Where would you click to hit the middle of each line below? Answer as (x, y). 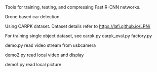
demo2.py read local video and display (44, 55)
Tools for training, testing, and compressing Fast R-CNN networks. (73, 7)
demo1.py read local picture (33, 64)
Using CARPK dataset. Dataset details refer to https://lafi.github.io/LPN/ (78, 26)
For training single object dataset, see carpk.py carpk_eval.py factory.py (78, 36)
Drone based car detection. (33, 17)
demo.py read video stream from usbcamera (51, 45)
